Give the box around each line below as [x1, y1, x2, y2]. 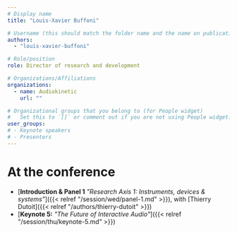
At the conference [7, 164, 116, 180]
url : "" [20, 95, 42, 102]
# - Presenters [7, 133, 52, 141]
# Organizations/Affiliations [7, 75, 97, 82]
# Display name [7, 10, 52, 18]
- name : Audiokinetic [13, 88, 78, 95]
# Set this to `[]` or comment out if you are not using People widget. [7, 114, 232, 121]
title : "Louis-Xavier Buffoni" [7, 17, 99, 24]
